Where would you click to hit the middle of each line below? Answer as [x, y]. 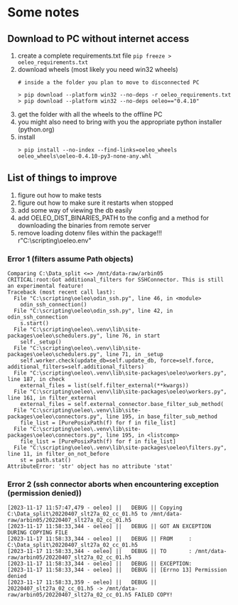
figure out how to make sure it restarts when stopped [96, 203]
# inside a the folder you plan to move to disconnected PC [108, 82]
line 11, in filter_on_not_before [59, 454]
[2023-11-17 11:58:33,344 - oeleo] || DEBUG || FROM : [100, 539]
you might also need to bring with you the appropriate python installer [120, 122]
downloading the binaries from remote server [84, 225]
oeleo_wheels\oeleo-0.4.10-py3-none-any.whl [85, 156]
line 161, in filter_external [52, 398]
